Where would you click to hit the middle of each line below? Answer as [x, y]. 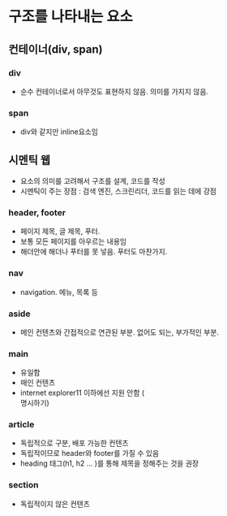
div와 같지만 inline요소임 [59, 132]
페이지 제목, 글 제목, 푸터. [60, 232]
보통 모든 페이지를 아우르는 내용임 [73, 241]
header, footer [37, 212]
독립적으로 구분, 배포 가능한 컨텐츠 [74, 443]
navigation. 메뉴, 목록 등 [59, 292]
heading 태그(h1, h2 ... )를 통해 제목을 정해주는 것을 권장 [109, 463]
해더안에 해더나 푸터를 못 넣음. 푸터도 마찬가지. [94, 252]
